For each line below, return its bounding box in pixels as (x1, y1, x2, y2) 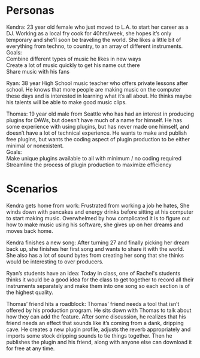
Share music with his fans (6, 68, 70, 75)
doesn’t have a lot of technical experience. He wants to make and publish (6, 129, 187, 136)
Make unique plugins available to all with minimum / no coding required (6, 154, 181, 162)
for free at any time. (6, 345, 55, 352)
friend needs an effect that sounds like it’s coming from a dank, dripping (6, 319, 184, 326)
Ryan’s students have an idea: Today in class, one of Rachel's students (6, 269, 181, 277)
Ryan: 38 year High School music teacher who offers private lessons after (6, 79, 189, 87)
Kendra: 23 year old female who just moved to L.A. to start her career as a (6, 23, 189, 31)
